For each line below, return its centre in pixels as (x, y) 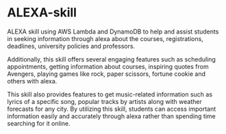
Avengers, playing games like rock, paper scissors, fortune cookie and (106, 74)
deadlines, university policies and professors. (71, 46)
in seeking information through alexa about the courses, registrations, (105, 38)
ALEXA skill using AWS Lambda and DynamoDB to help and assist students (113, 31)
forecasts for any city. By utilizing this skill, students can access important (112, 109)
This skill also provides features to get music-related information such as (110, 94)
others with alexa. (32, 81)
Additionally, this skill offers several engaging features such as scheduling (111, 59)
